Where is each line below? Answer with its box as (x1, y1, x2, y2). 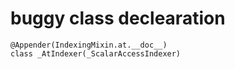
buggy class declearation (10, 7, 226, 30)
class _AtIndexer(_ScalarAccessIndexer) (10, 48, 182, 59)
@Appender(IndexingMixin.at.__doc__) (10, 40, 168, 50)
